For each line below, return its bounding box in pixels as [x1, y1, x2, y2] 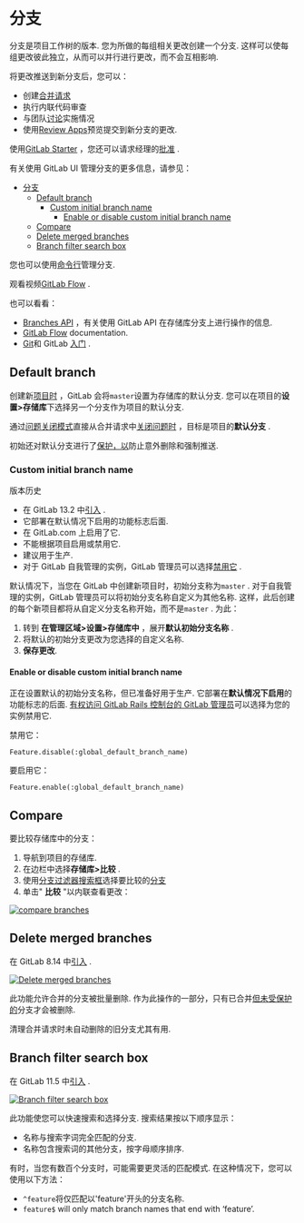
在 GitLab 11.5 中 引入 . [9, 1075, 91, 1086]
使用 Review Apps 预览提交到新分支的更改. [22, 123, 178, 134]
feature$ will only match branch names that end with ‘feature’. [22, 1203, 255, 1214]
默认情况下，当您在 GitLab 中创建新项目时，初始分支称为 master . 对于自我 [9, 580, 284, 591]
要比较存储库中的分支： [9, 833, 97, 844]
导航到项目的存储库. [22, 853, 97, 863]
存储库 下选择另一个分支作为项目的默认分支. [22, 401, 184, 412]
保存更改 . [22, 646, 57, 656]
